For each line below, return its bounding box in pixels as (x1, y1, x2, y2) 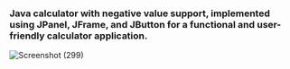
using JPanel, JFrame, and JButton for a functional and (9, 18, 256, 30)
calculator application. (46, 30, 148, 42)
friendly (9, 30, 45, 42)
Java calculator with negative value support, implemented (9, 7, 271, 20)
